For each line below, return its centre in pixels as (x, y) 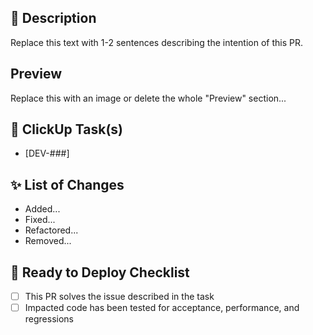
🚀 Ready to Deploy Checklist (100, 272)
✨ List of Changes (67, 184)
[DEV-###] (47, 153)
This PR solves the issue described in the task (119, 297)
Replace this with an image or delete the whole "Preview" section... (148, 98)
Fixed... (40, 220)
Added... (42, 209)
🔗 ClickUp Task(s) (66, 129)
